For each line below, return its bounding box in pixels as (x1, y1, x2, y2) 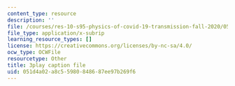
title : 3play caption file (7, 62, 86, 69)
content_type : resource (7, 10, 77, 17)
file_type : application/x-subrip (7, 29, 105, 37)
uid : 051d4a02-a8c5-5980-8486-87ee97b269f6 (7, 68, 136, 75)
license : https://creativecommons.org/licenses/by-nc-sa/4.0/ (7, 42, 192, 49)
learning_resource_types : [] (7, 36, 92, 43)
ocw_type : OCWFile (7, 49, 61, 56)
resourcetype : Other (7, 55, 68, 62)
